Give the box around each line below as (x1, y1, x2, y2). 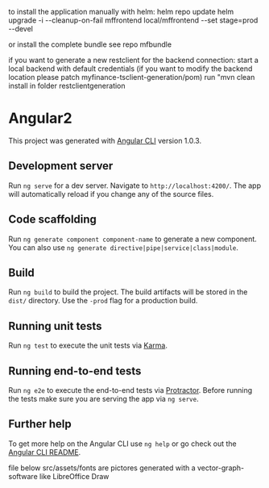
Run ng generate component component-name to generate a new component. (8, 234, 258, 244)
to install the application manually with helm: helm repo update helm (8, 7, 234, 16)
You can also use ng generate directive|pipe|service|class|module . (8, 242, 239, 252)
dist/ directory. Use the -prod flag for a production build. (8, 296, 198, 306)
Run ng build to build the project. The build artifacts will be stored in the (8, 287, 248, 297)
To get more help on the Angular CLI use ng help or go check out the (8, 439, 237, 448)
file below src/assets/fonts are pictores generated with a (8, 463, 196, 473)
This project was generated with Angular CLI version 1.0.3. (8, 136, 202, 145)
